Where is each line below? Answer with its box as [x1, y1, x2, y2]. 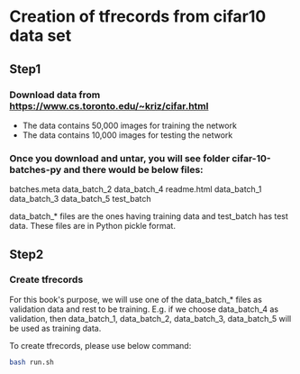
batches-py [9, 163, 62, 176]
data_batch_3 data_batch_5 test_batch [9, 194, 151, 205]
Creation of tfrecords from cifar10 [9, 6, 267, 27]
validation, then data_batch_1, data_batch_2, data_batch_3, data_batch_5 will [9, 313, 292, 324]
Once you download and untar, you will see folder [9, 151, 231, 164]
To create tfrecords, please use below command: [9, 340, 192, 351]
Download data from [9, 88, 101, 101]
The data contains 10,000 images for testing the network [22, 129, 233, 141]
